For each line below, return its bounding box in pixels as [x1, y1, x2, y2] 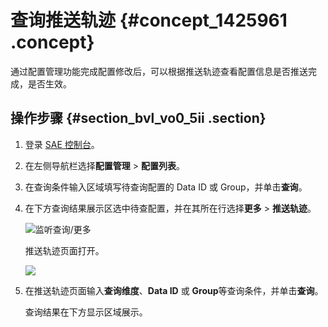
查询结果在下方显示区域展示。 [24, 306, 148, 318]
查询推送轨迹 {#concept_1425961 [10, 9, 288, 32]
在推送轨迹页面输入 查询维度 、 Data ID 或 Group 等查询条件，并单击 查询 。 [24, 284, 324, 296]
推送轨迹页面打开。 [24, 244, 105, 256]
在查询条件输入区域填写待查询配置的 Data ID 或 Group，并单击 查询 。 [24, 181, 308, 193]
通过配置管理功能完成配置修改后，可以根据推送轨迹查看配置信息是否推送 [10, 65, 308, 77]
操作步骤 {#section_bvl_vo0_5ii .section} [10, 110, 267, 127]
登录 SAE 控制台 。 [24, 138, 100, 150]
